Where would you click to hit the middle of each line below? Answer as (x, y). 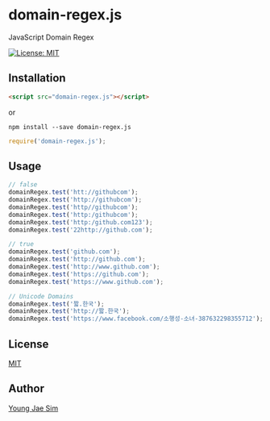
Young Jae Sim (33, 408)
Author (26, 389)
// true (21, 244)
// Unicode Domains (41, 296)
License (29, 344)
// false (23, 185)
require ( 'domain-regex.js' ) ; (57, 141)
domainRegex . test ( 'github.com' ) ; (64, 252)
